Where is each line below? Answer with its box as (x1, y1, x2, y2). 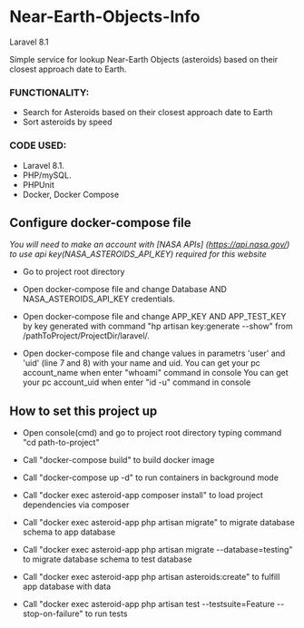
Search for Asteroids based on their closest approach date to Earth (22, 107, 274, 118)
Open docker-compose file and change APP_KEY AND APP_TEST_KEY (22, 311, 287, 322)
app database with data (22, 581, 112, 592)
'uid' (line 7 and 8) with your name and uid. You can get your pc (22, 358, 260, 368)
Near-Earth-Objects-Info (9, 6, 201, 27)
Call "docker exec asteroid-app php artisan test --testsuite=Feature (22, 599, 275, 610)
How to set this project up (9, 403, 158, 418)
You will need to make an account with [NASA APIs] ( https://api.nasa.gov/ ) (9, 239, 290, 250)
